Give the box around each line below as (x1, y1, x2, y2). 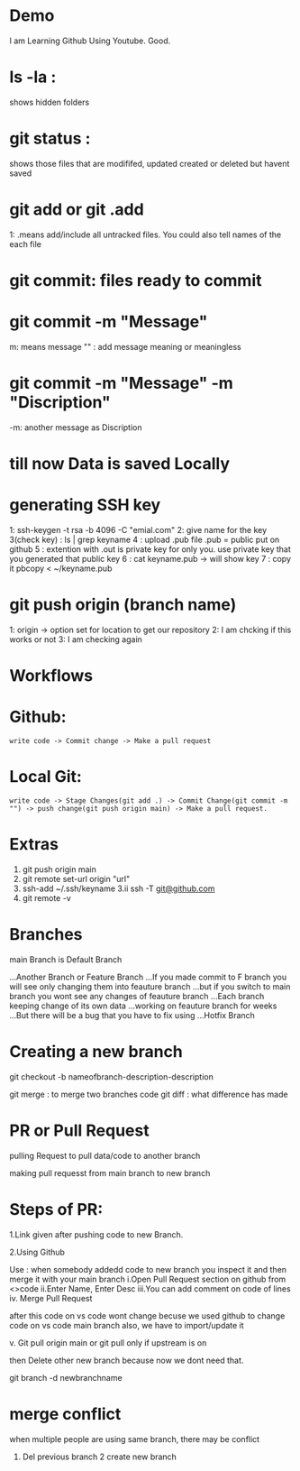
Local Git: (9, 767, 83, 787)
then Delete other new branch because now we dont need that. (9, 1355, 244, 1365)
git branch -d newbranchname (9, 1372, 123, 1383)
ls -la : (9, 67, 57, 87)
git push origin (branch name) (9, 594, 237, 615)
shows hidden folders (9, 97, 90, 107)
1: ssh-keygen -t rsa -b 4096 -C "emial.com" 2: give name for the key (9, 524, 268, 535)
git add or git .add (9, 199, 144, 219)
